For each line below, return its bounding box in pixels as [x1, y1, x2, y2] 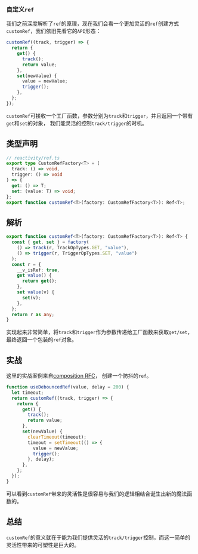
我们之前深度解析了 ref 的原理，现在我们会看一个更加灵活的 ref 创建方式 [6, 20, 179, 27]
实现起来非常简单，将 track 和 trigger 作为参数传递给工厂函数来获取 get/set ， [6, 329, 193, 336]
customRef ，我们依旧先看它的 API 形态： [6, 27, 101, 35]
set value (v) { [17, 289, 55, 295]
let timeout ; [11, 390, 44, 396]
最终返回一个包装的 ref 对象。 [6, 336, 78, 343]
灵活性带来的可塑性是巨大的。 [6, 541, 79, 548]
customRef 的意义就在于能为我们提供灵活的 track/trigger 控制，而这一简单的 [6, 534, 191, 541]
